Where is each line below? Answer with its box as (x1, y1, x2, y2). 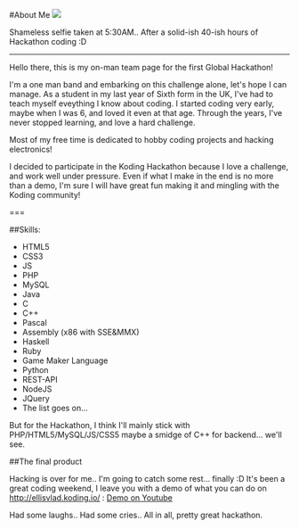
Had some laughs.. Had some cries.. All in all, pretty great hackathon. (9, 509, 263, 520)
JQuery (21, 393, 51, 403)
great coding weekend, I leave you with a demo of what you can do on (9, 483, 267, 493)
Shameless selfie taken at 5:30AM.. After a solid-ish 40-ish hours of (9, 27, 259, 37)
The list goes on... (21, 402, 89, 413)
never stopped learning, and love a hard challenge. (9, 117, 196, 128)
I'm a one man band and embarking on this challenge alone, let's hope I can (9, 79, 287, 89)
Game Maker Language (21, 355, 109, 366)
